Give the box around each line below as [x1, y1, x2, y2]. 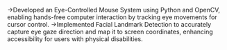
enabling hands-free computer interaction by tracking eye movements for [7, 13, 217, 21]
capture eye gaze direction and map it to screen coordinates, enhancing [7, 27, 213, 36]
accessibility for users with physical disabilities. [7, 35, 144, 43]
